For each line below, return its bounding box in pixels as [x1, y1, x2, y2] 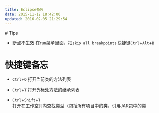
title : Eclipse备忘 [5, 7, 44, 12]
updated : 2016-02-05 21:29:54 [5, 16, 68, 21]
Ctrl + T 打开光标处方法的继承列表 [12, 87, 80, 93]
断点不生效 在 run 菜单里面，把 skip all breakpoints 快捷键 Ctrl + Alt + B [12, 40, 155, 46]
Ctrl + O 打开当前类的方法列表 [12, 76, 71, 82]
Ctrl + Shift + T [12, 97, 40, 103]
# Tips [5, 30, 18, 36]
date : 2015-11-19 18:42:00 [5, 12, 61, 17]
